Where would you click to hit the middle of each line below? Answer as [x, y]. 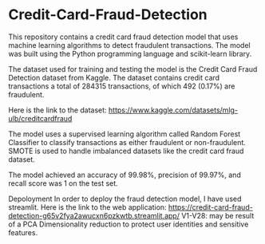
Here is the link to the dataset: [57, 110]
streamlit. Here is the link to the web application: [87, 207]
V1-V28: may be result [218, 215]
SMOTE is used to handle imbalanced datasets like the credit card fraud [126, 151]
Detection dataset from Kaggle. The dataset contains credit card [114, 77]
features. [23, 232]
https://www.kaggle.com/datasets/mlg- [173, 110]
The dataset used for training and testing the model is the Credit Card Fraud [133, 69]
